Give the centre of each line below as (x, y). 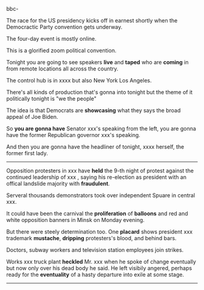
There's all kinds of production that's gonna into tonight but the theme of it (100, 92)
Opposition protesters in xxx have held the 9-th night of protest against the (100, 170)
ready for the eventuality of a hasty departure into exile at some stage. (95, 275)
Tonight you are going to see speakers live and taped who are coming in (98, 62)
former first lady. (27, 153)
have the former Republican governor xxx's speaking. (73, 135)
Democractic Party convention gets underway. (64, 27)
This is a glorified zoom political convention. (61, 50)
